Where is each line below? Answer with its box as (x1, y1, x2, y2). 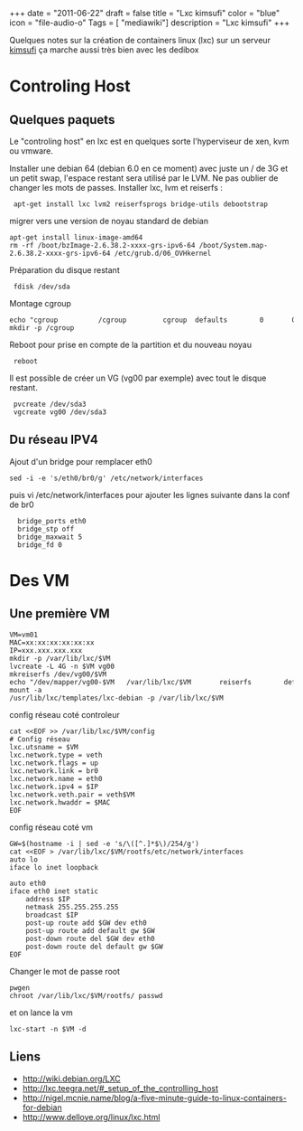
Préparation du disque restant (9, 265, 120, 275)
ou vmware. (9, 146, 54, 156)
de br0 (9, 499, 34, 510)
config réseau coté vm (9, 822, 93, 833)
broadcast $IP (25, 910, 78, 919)
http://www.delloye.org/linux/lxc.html (22, 1111, 161, 1122)
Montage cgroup (9, 298, 72, 308)
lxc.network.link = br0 (9, 766, 99, 776)
